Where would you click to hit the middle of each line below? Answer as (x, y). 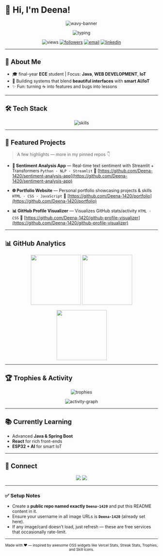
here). (18, 522)
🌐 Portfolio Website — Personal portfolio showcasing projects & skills (82, 191)
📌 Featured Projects (35, 142)
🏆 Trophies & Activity (39, 378)
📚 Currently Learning (38, 422)
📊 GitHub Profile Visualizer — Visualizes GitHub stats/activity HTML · (81, 211)
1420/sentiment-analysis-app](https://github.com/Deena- (70, 176)
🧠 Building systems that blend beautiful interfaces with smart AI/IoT (81, 81)
